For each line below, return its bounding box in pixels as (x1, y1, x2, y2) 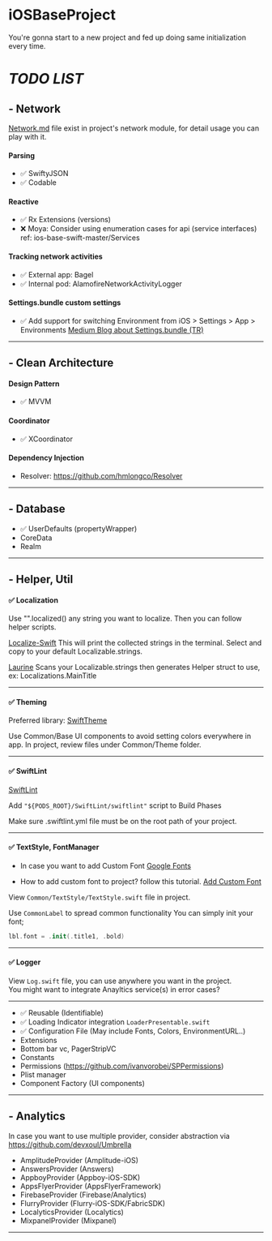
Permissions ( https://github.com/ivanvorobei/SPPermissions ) (19, 1061, 224, 1071)
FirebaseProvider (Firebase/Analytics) (19, 1190, 147, 1200)
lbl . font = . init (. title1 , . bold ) (8, 932, 125, 940)
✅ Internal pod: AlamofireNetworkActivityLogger (19, 278, 182, 289)
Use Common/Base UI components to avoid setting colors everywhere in (8, 732, 252, 741)
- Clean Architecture (8, 356, 114, 370)
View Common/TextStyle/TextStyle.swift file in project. (8, 892, 191, 902)
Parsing (8, 150, 35, 160)
